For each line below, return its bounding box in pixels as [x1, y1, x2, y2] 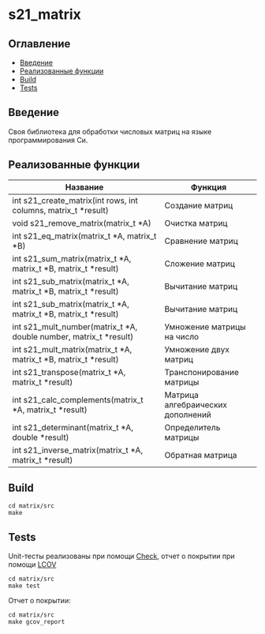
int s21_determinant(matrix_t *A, [12, 422, 134, 433]
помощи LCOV [8, 560, 57, 569]
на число [164, 331, 200, 342]
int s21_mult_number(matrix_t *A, [12, 321, 138, 332]
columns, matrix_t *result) [12, 204, 109, 216]
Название [65, 182, 104, 193]
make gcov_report [8, 618, 65, 626]
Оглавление [8, 37, 71, 51]
